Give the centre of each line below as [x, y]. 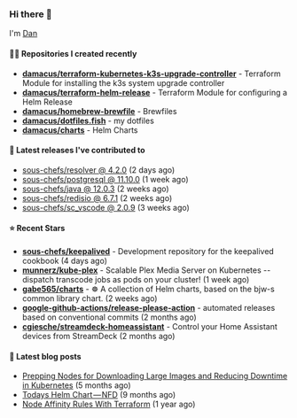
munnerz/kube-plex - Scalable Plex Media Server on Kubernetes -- [146, 270]
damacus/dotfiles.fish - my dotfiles [88, 120]
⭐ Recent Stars [37, 228]
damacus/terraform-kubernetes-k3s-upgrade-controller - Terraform [151, 74]
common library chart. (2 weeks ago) [90, 298]
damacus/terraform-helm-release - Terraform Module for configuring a [155, 92]
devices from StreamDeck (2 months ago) [98, 336]
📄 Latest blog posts [45, 356]
